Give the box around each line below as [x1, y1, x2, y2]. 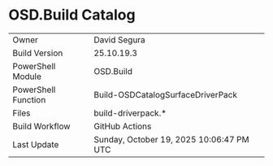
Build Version [12, 47, 63, 59]
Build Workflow [12, 120, 71, 132]
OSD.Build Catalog [8, 6, 136, 24]
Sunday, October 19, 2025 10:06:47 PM [93, 133, 249, 145]
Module [12, 71, 42, 82]
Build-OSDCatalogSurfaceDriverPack [93, 89, 238, 100]
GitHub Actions [93, 120, 152, 132]
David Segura [93, 34, 146, 46]
